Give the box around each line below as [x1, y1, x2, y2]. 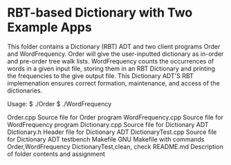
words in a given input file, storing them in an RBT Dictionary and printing [7, 64, 216, 72]
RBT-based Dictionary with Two [7, 5, 193, 21]
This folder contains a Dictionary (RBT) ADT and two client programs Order [7, 42, 221, 50]
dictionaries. [7, 86, 43, 95]
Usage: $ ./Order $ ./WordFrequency [7, 99, 112, 108]
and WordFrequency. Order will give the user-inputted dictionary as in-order [7, 50, 224, 58]
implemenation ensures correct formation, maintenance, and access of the [7, 79, 220, 87]
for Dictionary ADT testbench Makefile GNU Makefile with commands [7, 135, 205, 143]
